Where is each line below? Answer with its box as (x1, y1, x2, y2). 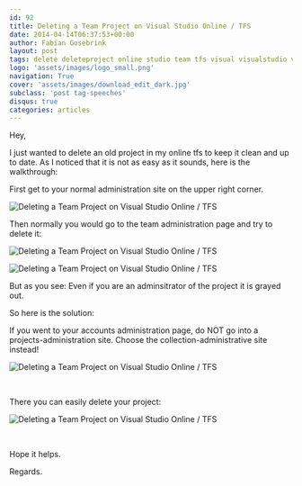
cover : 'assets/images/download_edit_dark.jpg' (9, 80, 191, 89)
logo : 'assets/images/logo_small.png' (9, 64, 155, 73)
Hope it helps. (9, 449, 61, 460)
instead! (9, 344, 40, 355)
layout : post (9, 47, 58, 56)
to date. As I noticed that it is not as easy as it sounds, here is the (9, 157, 251, 167)
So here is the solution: (9, 308, 94, 319)
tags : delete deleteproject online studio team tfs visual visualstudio (9, 55, 288, 64)
